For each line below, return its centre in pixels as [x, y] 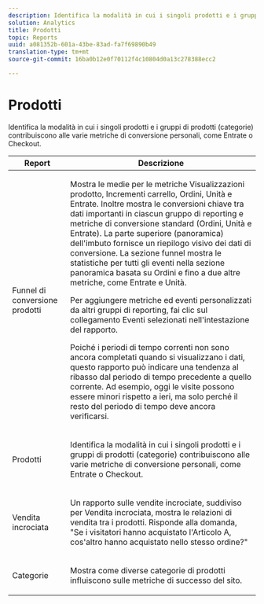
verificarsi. [90, 416]
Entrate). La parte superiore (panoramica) [147, 233]
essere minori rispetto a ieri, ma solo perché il [154, 396]
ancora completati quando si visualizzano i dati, [158, 357]
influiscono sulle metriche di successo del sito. [156, 580]
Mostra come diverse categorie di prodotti [148, 570]
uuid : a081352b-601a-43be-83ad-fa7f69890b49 [82, 45]
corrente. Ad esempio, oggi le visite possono [152, 386]
